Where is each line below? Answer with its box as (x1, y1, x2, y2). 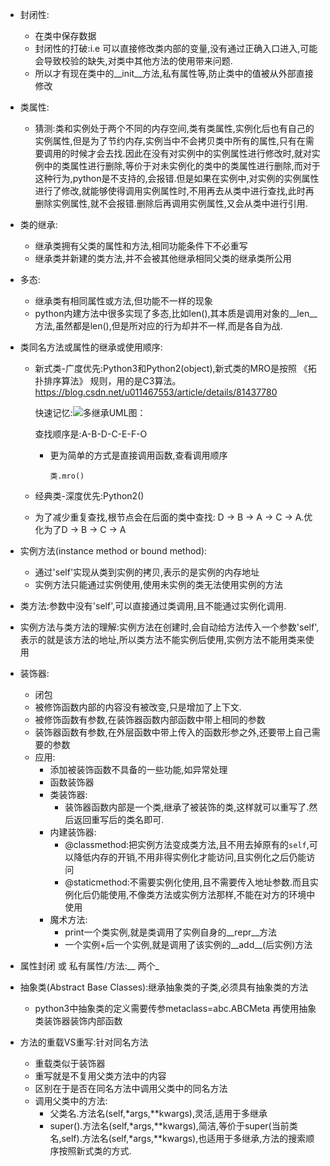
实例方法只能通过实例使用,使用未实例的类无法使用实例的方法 (34, 579, 283, 590)
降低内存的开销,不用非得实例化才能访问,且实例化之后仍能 (73, 851, 307, 863)
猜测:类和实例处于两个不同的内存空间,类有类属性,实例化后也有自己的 (34, 123, 315, 134)
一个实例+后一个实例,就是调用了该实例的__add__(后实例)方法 (64, 939, 313, 950)
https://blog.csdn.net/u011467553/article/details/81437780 (34, 386, 278, 398)
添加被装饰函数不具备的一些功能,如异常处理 (49, 764, 228, 775)
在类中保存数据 (34, 30, 97, 42)
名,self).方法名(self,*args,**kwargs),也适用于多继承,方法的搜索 (49, 1133, 307, 1144)
